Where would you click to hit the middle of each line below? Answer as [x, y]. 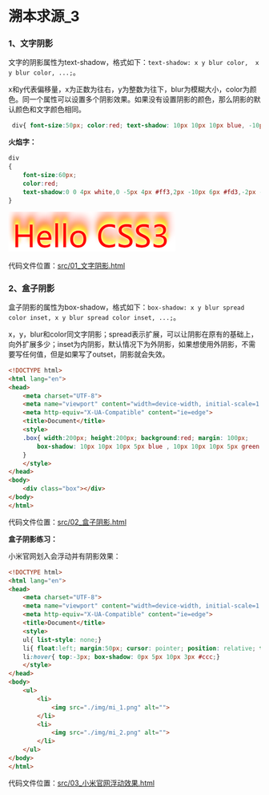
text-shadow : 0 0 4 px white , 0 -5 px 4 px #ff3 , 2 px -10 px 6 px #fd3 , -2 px [139, 192]
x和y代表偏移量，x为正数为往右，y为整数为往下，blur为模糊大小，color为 [129, 90]
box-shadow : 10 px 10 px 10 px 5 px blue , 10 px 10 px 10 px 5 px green [149, 446]
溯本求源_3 [44, 16]
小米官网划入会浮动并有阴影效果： [64, 556]
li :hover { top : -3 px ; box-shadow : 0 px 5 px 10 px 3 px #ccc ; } [121, 657]
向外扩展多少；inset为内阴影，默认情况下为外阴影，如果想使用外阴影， [125, 344]
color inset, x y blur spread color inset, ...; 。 [94, 317]
